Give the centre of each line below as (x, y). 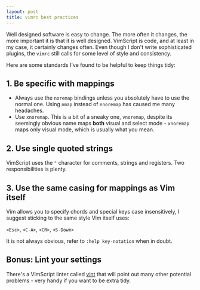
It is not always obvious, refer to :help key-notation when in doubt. (89, 241)
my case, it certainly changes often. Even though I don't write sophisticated (99, 47)
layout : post (22, 12)
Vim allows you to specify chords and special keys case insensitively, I (93, 211)
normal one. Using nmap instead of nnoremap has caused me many (95, 104)
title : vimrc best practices (42, 17)
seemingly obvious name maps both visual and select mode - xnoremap (102, 124)
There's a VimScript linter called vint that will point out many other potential (99, 274)
